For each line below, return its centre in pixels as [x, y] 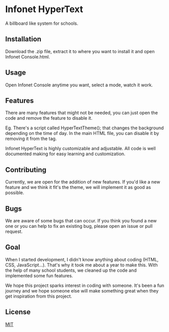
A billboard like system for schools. [42, 23]
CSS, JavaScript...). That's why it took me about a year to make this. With [81, 265]
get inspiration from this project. [39, 296]
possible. [15, 193]
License [18, 312]
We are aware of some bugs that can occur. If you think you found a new [81, 221]
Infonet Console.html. [28, 57]
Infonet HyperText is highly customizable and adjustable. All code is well [80, 149]
